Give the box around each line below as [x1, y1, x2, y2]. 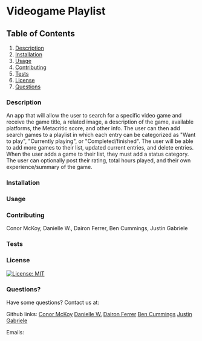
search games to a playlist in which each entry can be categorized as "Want [6, 131, 196, 139]
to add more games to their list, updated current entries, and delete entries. [6, 144, 194, 151]
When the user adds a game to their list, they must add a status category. [6, 150, 189, 158]
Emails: [6, 328, 24, 336]
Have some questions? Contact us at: [6, 299, 100, 306]
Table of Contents [6, 28, 76, 39]
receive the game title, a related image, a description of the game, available [6, 118, 194, 125]
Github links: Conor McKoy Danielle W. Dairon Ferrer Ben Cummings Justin [6, 310, 192, 317]
